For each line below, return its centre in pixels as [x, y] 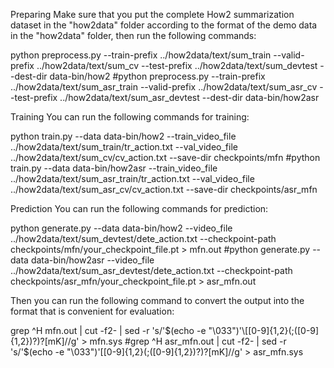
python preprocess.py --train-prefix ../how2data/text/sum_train [141, 55]
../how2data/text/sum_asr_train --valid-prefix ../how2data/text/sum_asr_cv [164, 87]
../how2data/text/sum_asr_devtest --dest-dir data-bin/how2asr [189, 97]
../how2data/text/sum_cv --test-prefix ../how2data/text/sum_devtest [177, 65]
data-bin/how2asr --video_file [92, 260]
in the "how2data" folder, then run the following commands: [133, 35]
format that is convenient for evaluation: [92, 311]
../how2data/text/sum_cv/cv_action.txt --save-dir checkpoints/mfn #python [165, 157]
